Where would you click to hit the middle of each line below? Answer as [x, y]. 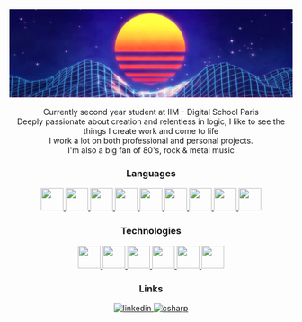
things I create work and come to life [151, 131]
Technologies [151, 231]
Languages [151, 173]
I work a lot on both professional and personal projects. [151, 140]
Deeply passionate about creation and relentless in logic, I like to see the [151, 121]
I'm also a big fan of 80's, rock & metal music [151, 150]
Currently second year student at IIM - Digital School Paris [151, 112]
